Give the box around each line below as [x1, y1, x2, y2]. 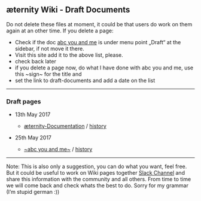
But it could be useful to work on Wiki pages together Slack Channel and [6, 169, 185, 176]
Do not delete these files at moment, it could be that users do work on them [6, 20, 193, 28]
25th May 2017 [14, 134, 52, 141]
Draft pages [6, 97, 41, 105]
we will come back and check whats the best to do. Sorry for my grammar [6, 182, 188, 189]
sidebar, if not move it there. [14, 45, 85, 52]
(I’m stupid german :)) [6, 188, 60, 196]
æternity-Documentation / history [23, 123, 106, 130]
